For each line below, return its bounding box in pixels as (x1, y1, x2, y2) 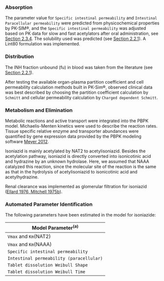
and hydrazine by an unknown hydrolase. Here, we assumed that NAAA (5, 158, 149, 164)
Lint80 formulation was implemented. (5, 41, 80, 47)
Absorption (5, 4, 33, 11)
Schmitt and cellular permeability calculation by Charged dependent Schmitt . (5, 94, 158, 100)
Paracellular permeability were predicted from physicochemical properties (5, 20, 160, 26)
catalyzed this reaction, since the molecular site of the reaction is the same (5, 163, 157, 170)
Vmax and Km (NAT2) (7, 233, 51, 239)
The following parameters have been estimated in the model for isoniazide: (5, 212, 156, 218)
